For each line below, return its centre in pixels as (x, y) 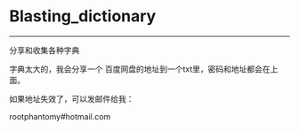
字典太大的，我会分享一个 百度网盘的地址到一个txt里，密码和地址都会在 (140, 69)
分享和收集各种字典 (44, 50)
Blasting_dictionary (83, 16)
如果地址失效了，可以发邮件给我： (72, 98)
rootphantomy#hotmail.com (60, 116)
